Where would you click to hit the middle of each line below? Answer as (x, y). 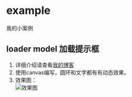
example (29, 11)
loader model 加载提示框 (53, 49)
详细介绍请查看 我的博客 (44, 65)
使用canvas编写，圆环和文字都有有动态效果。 (72, 72)
